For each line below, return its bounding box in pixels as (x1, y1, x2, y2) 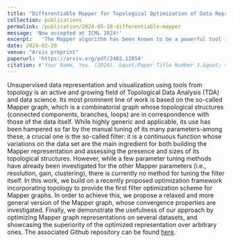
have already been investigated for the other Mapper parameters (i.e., (7, 161, 207, 170)
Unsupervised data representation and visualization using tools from (7, 80, 202, 89)
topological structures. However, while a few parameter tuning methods (7, 154, 212, 163)
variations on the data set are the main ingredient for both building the (7, 139, 207, 147)
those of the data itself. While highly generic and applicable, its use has (7, 117, 211, 125)
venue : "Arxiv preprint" (7, 49, 79, 56)
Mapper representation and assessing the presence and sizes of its (7, 147, 200, 155)
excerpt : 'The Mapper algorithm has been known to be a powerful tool (7, 36, 222, 43)
